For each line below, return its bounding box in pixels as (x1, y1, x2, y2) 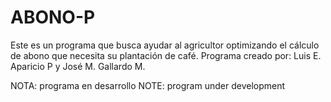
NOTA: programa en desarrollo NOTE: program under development (10, 79, 286, 91)
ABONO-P (10, 6, 96, 29)
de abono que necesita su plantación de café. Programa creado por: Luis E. (10, 49, 322, 61)
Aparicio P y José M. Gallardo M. (10, 60, 146, 72)
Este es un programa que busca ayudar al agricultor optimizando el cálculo (10, 39, 320, 51)
